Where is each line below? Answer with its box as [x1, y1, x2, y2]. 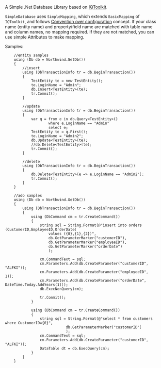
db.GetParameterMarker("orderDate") [48, 244, 123, 249]
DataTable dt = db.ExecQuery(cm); [39, 346, 110, 351]
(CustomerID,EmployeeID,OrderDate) [5, 227, 77, 232]
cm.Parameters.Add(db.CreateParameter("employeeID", [39, 269, 149, 274]
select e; [48, 125, 68, 130]
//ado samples [14, 193, 42, 198]
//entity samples [14, 53, 49, 58]
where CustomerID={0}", [5, 320, 53, 325]
